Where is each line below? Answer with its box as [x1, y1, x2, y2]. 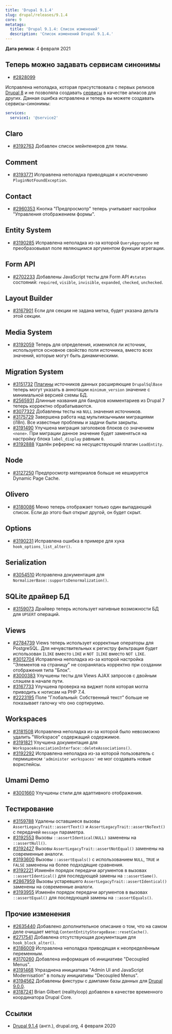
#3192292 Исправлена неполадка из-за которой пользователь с [12, 750, 155, 756]
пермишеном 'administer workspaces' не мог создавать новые [12, 755, 151, 761]
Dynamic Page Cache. [12, 475, 60, 481]
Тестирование [5, 804, 54, 813]
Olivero [5, 490, 29, 499]
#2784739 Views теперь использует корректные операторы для [12, 640, 154, 646]
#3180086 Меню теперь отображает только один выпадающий [12, 503, 151, 510]
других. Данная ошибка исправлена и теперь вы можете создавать [5, 95, 155, 101]
